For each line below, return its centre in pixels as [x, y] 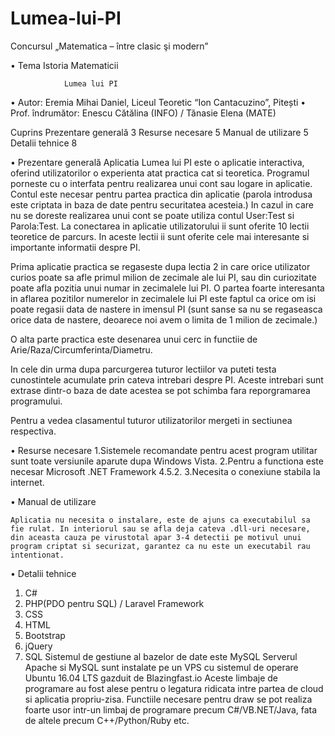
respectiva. [33, 431]
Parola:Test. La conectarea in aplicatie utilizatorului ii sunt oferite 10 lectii [160, 226]
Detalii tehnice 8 [44, 143]
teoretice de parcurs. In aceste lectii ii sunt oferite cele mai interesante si [160, 236]
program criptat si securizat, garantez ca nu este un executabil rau [160, 546]
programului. [36, 401]
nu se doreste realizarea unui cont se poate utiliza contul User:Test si [152, 215]
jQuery [38, 646]
